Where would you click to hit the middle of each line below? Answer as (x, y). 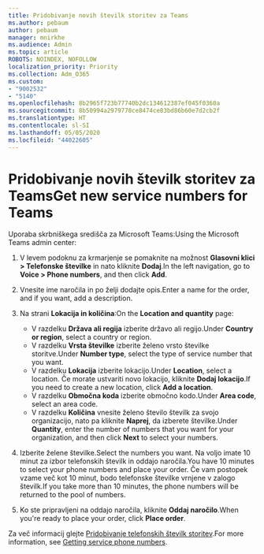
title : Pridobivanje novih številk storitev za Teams (99, 15)
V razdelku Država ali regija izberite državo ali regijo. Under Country (142, 329)
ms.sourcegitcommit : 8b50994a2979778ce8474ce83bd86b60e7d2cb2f (114, 111)
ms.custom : (26, 81)
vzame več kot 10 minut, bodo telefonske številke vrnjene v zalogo (127, 478)
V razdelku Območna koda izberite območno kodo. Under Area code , (144, 396)
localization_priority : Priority (63, 67)
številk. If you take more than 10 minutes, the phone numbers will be (129, 486)
